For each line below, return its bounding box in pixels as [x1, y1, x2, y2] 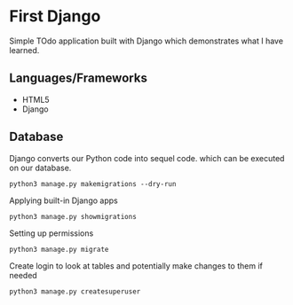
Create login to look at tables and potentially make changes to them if [9, 260, 264, 271]
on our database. [9, 162, 72, 173]
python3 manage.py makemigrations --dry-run [9, 179, 177, 188]
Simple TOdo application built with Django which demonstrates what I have [9, 35, 284, 46]
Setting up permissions [9, 228, 94, 239]
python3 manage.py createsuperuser [9, 286, 141, 296]
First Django [9, 6, 101, 27]
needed [9, 270, 37, 280]
